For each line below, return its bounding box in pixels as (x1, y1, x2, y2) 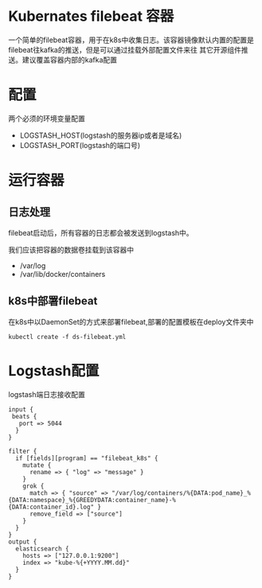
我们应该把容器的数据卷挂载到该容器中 (8, 244, 134, 255)
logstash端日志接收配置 (8, 389, 85, 399)
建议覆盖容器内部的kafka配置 (22, 55, 118, 64)
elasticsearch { (15, 544, 69, 553)
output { (8, 538, 37, 546)
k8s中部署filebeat (8, 294, 98, 308)
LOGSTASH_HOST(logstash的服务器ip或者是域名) (19, 130, 182, 140)
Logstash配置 (8, 361, 100, 380)
